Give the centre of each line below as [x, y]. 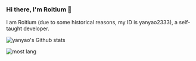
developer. [36, 28]
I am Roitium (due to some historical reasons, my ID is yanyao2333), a [92, 23]
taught [14, 28]
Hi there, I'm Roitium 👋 [39, 9]
